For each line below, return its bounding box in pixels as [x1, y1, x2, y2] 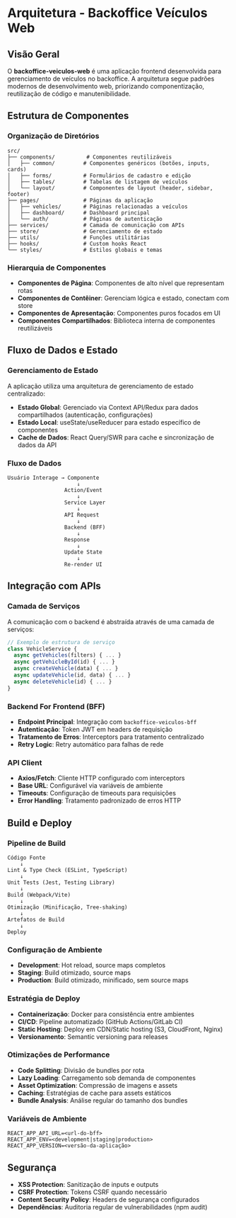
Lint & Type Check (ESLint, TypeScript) [7, 866, 129, 873]
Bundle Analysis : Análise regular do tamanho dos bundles [17, 1096, 188, 1105]
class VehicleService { [7, 645, 78, 653]
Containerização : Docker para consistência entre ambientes [17, 1010, 194, 1018]
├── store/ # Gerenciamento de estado [7, 228, 163, 235]
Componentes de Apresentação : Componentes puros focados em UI [17, 309, 221, 317]
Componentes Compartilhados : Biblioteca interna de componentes [17, 316, 216, 325]
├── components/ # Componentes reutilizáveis [7, 154, 172, 161]
